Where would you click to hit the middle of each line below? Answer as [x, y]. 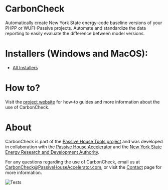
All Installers [25, 67]
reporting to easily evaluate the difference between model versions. [75, 33]
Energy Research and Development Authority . [52, 152]
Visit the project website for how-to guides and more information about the [82, 102]
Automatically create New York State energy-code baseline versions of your [84, 23]
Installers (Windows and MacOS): [76, 54]
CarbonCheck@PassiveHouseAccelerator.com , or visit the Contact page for [83, 167]
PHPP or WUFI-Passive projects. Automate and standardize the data [76, 28]
